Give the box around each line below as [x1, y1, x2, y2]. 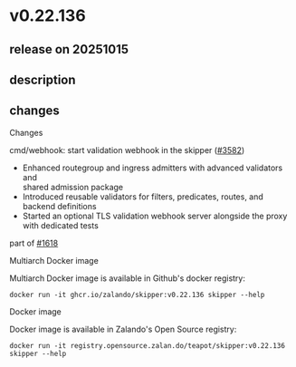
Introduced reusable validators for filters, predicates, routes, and [22, 191, 264, 202]
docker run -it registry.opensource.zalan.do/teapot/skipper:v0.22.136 [9, 341, 285, 350]
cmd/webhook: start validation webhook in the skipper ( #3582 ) [9, 144, 245, 155]
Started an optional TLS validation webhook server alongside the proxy [22, 210, 288, 221]
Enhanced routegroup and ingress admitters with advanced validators [22, 162, 283, 173]
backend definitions [22, 200, 97, 211]
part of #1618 [9, 237, 59, 248]
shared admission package [22, 181, 124, 192]
